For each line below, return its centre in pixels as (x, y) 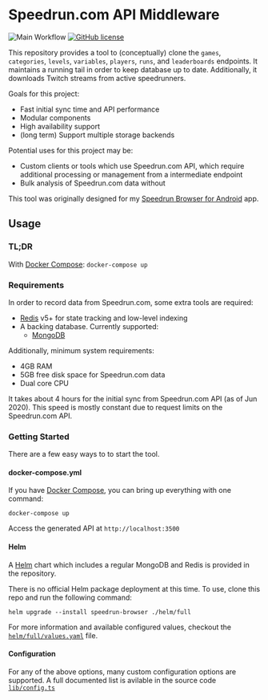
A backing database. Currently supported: (89, 326)
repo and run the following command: (70, 597)
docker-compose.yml (45, 472)
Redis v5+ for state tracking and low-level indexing (104, 318)
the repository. (32, 573)
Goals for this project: (44, 93)
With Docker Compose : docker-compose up (78, 264)
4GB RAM (36, 366)
